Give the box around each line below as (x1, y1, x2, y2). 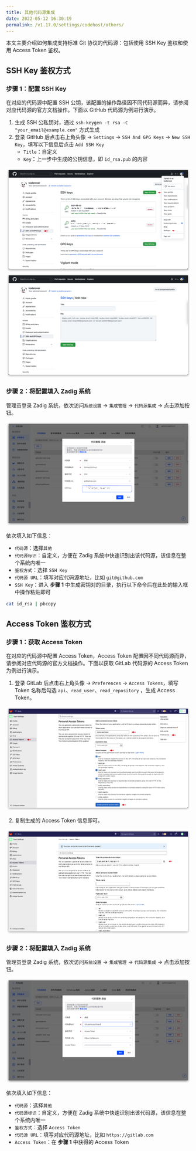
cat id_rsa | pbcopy (6, 601, 57, 607)
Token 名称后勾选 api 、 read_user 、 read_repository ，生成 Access (14, 686, 176, 693)
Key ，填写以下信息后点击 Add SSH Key (14, 141, 104, 148)
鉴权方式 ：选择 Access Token (14, 1124, 81, 1131)
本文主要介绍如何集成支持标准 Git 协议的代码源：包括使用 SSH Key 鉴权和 (6, 39, 183, 46)
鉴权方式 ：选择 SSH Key (14, 567, 68, 574)
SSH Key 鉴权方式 (6, 65, 71, 76)
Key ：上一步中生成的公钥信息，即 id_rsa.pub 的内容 (23, 155, 148, 163)
